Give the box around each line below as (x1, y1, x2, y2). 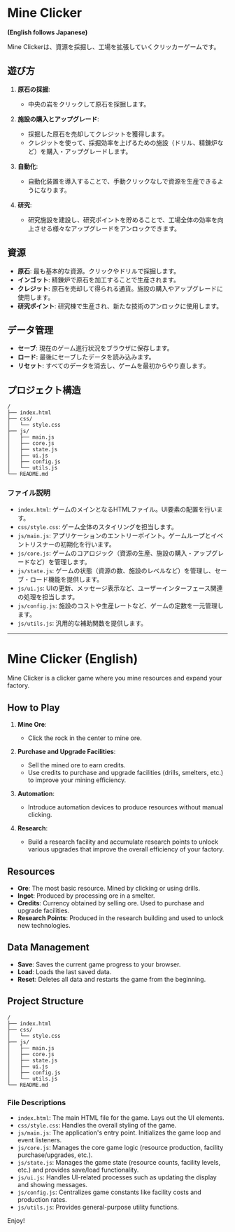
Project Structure (7, 995, 84, 1007)
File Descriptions (7, 1097, 66, 1107)
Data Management (7, 941, 90, 954)
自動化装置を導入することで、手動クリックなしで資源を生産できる (27, 177, 218, 185)
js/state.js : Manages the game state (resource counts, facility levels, (17, 1158, 221, 1166)
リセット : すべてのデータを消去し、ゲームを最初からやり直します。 (17, 362, 210, 370)
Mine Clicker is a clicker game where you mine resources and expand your (7, 674, 222, 683)
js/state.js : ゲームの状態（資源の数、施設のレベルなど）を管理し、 (17, 566, 215, 575)
